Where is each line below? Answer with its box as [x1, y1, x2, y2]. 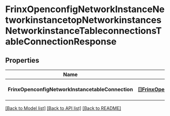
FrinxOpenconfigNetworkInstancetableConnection [8, 86, 133, 93]
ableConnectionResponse [5, 36, 117, 48]
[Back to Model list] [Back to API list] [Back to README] [5, 105, 121, 111]
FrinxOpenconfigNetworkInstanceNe [5, 4, 165, 15]
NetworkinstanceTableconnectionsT [5, 25, 162, 36]
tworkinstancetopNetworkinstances [5, 14, 162, 26]
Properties [5, 56, 39, 64]
